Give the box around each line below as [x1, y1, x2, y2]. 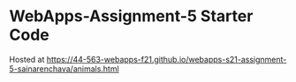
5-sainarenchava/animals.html [9, 63, 119, 74]
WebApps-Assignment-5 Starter [9, 6, 254, 26]
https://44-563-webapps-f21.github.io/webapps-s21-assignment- [46, 54, 287, 64]
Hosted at [9, 54, 45, 64]
